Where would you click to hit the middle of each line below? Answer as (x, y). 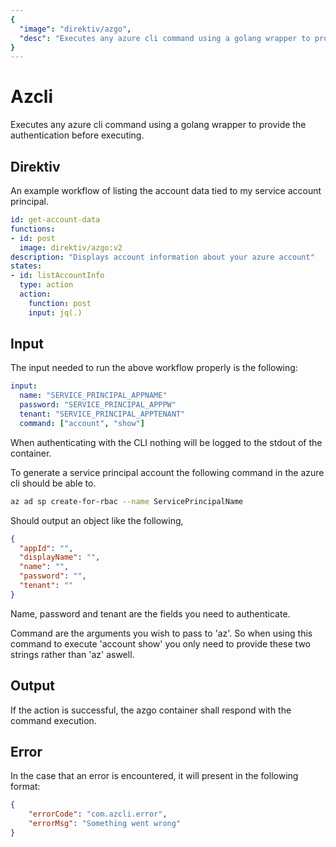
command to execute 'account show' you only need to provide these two (160, 643)
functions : (33, 229)
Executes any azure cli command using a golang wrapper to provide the (158, 125)
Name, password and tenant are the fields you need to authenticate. (150, 613)
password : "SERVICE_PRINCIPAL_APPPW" (98, 405)
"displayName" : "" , (60, 557)
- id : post (33, 238)
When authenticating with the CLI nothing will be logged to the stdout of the (166, 442)
